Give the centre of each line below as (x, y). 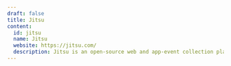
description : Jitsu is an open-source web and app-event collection (113, 52)
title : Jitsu (26, 20)
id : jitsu (27, 33)
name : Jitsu (31, 39)
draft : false (26, 13)
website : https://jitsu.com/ (55, 45)
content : (20, 26)
